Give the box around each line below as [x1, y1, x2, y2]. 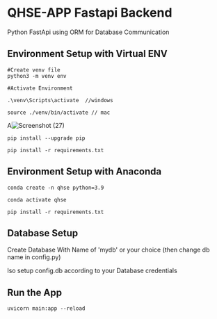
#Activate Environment [7, 85, 73, 92]
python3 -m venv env [7, 72, 67, 79]
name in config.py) [7, 253, 61, 261]
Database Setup [7, 227, 79, 239]
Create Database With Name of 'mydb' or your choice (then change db [7, 245, 210, 254]
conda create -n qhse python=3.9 [7, 184, 104, 191]
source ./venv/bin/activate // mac [7, 109, 111, 116]
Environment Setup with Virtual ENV [7, 48, 168, 60]
